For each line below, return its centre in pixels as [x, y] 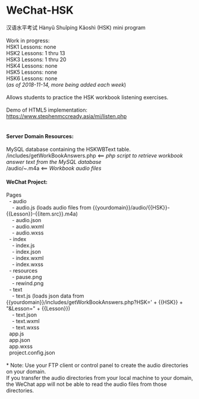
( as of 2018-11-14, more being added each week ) [66, 84]
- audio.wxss [28, 233]
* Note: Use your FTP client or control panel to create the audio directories [97, 365]
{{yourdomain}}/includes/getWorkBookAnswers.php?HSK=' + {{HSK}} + [94, 302]
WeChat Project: [27, 182]
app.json [20, 340]
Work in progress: [28, 40]
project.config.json [32, 353]
